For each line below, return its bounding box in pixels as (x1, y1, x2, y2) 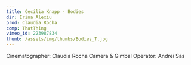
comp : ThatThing (6, 25, 47, 31)
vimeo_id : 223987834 (6, 31, 58, 37)
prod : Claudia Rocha (6, 19, 58, 25)
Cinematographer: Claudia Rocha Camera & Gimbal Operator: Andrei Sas (6, 53, 185, 59)
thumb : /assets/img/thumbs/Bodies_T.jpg (6, 36, 109, 42)
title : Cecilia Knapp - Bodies (6, 8, 84, 15)
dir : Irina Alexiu (6, 14, 52, 20)
